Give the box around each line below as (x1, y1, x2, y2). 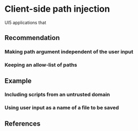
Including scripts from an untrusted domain (4, 91, 111, 98)
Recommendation (4, 34, 60, 42)
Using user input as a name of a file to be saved (4, 104, 119, 111)
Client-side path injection (4, 3, 110, 15)
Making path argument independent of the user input (4, 48, 134, 55)
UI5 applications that (4, 20, 46, 25)
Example (4, 77, 32, 85)
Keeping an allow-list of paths (4, 62, 77, 68)
